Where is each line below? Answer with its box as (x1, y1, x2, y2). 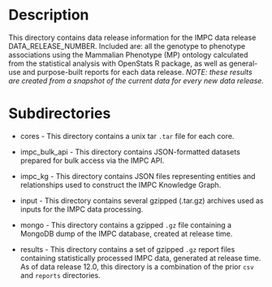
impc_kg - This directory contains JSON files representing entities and (19, 171, 256, 180)
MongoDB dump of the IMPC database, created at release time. (19, 228, 233, 238)
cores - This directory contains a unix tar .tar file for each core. (19, 131, 235, 141)
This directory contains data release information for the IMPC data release (8, 33, 257, 42)
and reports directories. (19, 270, 101, 280)
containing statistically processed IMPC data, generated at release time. (19, 253, 261, 263)
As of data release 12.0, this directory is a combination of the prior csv (19, 262, 254, 272)
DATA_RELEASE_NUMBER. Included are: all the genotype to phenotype (8, 41, 246, 50)
